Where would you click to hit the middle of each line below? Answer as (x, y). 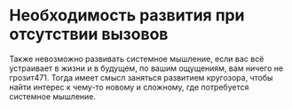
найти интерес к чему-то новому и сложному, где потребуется (129, 87)
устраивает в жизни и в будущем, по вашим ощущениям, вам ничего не (146, 68)
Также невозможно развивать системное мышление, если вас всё (137, 58)
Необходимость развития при (127, 16)
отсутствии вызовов (89, 34)
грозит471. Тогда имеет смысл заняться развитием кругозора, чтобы (141, 77)
